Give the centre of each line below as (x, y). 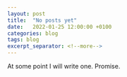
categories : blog (33, 33)
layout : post (26, 14)
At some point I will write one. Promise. (64, 66)
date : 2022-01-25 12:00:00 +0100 (60, 27)
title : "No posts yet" (42, 20)
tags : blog (23, 40)
